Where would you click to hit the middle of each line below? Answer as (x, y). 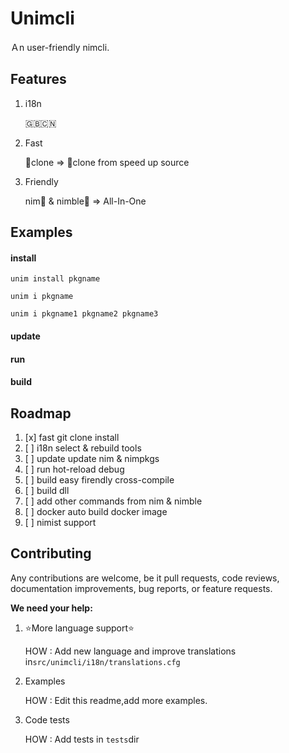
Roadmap (41, 413)
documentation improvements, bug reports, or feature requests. (141, 588)
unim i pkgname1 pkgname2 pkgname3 (84, 314)
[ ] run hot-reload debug (74, 469)
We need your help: (51, 608)
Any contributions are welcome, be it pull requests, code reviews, (145, 578)
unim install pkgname (55, 279)
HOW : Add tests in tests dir (82, 739)
